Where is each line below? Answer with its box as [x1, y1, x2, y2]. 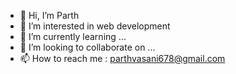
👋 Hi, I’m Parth [19, 10, 80, 21]
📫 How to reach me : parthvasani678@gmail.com [19, 53, 226, 64]
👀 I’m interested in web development [19, 20, 171, 32]
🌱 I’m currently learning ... [19, 31, 127, 42]
